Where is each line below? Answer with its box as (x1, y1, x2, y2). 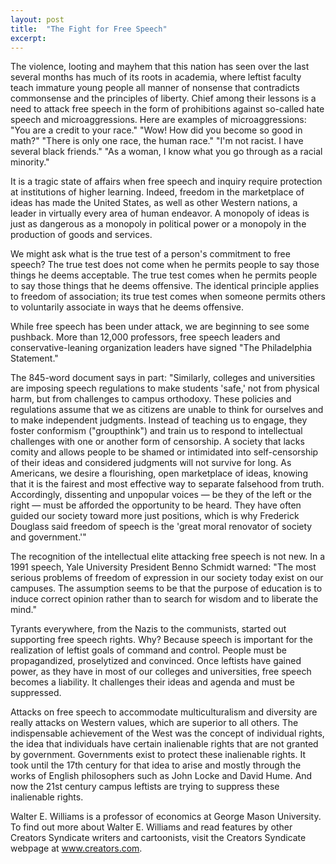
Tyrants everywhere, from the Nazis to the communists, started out (10, 623, 287, 635)
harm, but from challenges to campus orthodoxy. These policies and (10, 393, 292, 405)
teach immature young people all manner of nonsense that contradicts (10, 82, 300, 94)
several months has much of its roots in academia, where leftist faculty (10, 71, 302, 83)
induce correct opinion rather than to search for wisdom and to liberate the (10, 593, 319, 605)
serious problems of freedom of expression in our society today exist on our (10, 572, 324, 584)
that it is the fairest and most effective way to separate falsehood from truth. (10, 478, 325, 490)
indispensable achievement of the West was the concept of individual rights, (10, 727, 325, 740)
